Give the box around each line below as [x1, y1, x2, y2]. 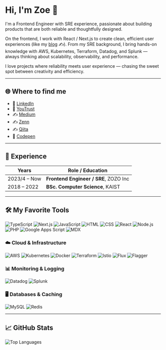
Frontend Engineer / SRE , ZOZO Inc [46, 175, 129, 182]
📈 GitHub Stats [5, 323, 53, 332]
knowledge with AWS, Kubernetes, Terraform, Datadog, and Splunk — [5, 48, 148, 54]
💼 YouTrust [12, 106, 35, 112]
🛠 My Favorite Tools [5, 206, 69, 214]
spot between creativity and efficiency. [5, 68, 85, 74]
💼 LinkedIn [12, 100, 34, 106]
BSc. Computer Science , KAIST [46, 183, 120, 190]
